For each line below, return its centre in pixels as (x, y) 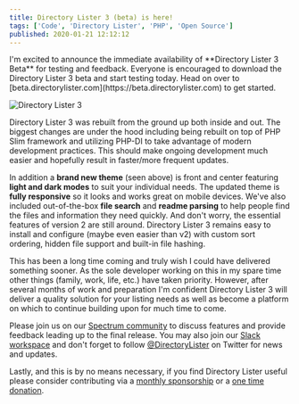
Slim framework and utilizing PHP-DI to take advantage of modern (130, 141)
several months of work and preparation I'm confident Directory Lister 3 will (148, 290)
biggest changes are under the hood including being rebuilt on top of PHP (145, 132)
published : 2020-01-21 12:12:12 (69, 34)
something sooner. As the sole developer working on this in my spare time (145, 271)
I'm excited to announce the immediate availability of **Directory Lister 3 (144, 60)
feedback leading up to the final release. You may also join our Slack (135, 335)
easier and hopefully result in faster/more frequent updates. (119, 161)
